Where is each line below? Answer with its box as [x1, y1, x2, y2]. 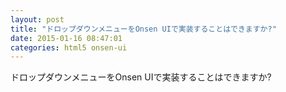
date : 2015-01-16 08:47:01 [10, 33, 123, 43]
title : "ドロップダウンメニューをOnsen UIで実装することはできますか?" [10, 24, 277, 34]
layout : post [10, 14, 65, 25]
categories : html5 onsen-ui [10, 42, 128, 53]
